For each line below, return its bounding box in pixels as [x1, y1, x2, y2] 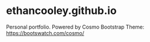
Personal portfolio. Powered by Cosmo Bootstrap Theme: [6, 23, 145, 30]
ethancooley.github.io [6, 4, 117, 17]
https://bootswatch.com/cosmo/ [6, 29, 84, 36]
